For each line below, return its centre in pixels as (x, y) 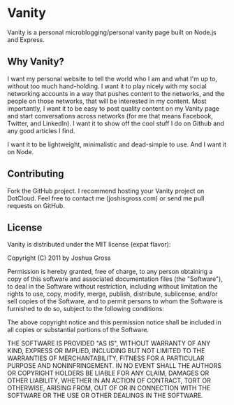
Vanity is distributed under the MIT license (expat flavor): (89, 245)
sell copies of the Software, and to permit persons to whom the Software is (115, 301)
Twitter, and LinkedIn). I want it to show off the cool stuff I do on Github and (116, 123)
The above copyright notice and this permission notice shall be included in (114, 322)
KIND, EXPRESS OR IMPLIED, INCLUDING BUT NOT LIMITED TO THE (106, 351)
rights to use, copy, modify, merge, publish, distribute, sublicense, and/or (112, 294)
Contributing (36, 174)
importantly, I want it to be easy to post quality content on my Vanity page (114, 108)
